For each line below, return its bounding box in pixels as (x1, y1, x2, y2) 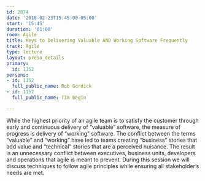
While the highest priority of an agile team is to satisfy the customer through (6, 117, 199, 124)
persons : (6, 72, 29, 78)
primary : (6, 60, 29, 66)
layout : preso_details (6, 55, 64, 61)
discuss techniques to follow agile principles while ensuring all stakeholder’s (6, 162, 199, 169)
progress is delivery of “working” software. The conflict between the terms (6, 129, 196, 137)
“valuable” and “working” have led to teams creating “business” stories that (6, 136, 198, 144)
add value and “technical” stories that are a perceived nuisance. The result (6, 142, 195, 150)
